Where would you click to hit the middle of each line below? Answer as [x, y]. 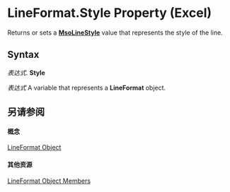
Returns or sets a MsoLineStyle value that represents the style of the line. [115, 32]
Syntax [23, 55]
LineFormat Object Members [49, 181]
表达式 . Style [27, 73]
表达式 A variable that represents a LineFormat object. [87, 88]
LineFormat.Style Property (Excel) [110, 13]
